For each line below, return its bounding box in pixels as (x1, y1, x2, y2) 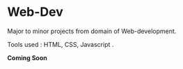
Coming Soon (7, 53, 47, 62)
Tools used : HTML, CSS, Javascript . (7, 40, 114, 48)
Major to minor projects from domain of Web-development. (7, 27, 177, 35)
